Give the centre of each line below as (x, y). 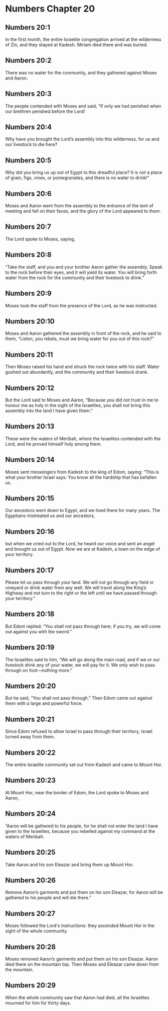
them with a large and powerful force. (44, 703)
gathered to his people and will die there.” (48, 898)
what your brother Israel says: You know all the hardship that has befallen (81, 477)
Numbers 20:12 (30, 388)
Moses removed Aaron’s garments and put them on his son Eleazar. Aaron (82, 959)
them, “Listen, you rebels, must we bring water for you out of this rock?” (80, 339)
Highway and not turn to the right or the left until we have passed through (81, 593)
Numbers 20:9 (28, 293)
